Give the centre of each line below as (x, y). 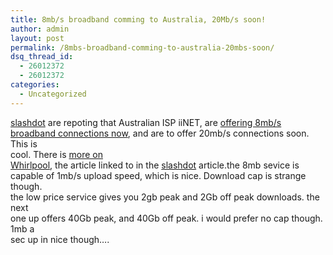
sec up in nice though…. (60, 239)
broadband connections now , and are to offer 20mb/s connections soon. (160, 133)
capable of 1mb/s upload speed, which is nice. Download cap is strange (158, 175)
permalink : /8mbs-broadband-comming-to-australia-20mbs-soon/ (142, 47)
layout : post (37, 38)
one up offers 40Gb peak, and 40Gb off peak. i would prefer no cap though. (166, 218)
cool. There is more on (56, 154)
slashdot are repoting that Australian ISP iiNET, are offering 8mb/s (146, 122)
